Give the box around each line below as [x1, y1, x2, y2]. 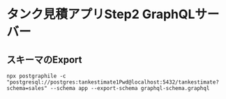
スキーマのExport [6, 54, 82, 66]
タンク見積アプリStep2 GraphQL [6, 6, 195, 22]
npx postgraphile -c [6, 73, 67, 79]
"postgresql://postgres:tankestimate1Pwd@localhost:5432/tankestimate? [6, 79, 219, 86]
